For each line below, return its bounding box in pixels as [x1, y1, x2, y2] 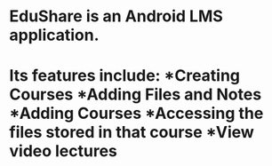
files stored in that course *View [9, 123, 255, 143]
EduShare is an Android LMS [9, 6, 224, 27]
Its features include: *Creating [9, 66, 241, 86]
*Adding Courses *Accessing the [9, 104, 264, 123]
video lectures [9, 141, 118, 162]
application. [9, 25, 100, 45]
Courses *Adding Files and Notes [9, 84, 262, 105]
